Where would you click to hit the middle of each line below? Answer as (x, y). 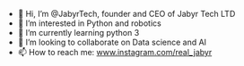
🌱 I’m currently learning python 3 (78, 33)
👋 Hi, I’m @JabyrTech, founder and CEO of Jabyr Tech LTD (126, 14)
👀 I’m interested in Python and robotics (89, 23)
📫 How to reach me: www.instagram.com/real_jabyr (115, 52)
